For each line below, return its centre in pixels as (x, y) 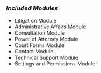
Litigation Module (35, 21)
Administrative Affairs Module (50, 27)
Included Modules (32, 8)
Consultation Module (40, 33)
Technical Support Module (46, 58)
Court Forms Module (39, 45)
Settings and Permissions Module (55, 64)
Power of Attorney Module (46, 39)
